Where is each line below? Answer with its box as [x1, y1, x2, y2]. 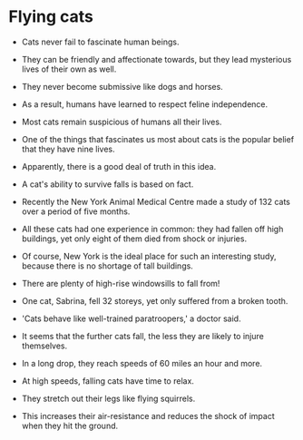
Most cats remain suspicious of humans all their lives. [21, 116, 222, 127]
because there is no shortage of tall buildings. [21, 260, 194, 271]
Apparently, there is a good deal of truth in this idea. [21, 161, 217, 171]
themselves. [21, 340, 68, 351]
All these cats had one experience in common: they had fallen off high [21, 223, 284, 234]
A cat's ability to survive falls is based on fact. [21, 179, 194, 190]
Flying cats [8, 6, 94, 27]
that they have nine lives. [21, 143, 115, 154]
